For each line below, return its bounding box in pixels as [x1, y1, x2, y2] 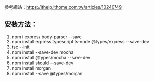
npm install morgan [11, 65, 51, 71]
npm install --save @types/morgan [11, 70, 83, 76]
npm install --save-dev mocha [11, 49, 74, 55]
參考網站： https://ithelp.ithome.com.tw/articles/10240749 [4, 4, 122, 10]
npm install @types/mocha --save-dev [11, 54, 91, 60]
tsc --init [11, 44, 30, 50]
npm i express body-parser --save [11, 34, 82, 40]
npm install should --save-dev [11, 60, 74, 66]
